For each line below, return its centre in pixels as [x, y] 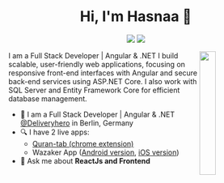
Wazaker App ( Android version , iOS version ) [106, 152]
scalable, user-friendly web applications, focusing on [97, 64]
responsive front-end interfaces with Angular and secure [103, 73]
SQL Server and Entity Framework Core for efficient [94, 90]
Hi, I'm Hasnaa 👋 [136, 17]
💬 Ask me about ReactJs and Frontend [85, 160]
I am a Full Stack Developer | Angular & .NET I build [93, 55]
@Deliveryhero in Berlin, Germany [76, 123]
